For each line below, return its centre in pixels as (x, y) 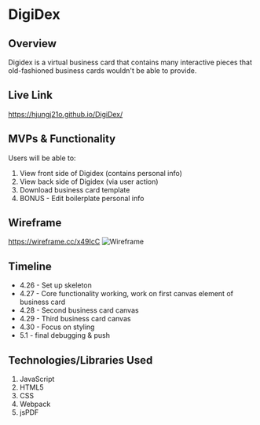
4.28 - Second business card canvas (79, 310)
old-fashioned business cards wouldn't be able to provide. (103, 71)
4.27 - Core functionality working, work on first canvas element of (126, 294)
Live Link (31, 95)
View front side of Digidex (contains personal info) (101, 173)
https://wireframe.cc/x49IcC (54, 242)
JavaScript (37, 379)
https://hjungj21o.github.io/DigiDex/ (66, 114)
